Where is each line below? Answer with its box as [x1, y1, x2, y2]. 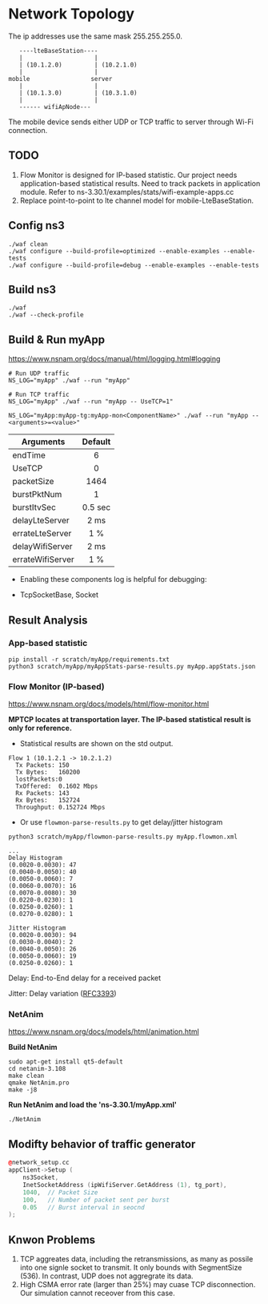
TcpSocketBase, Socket [19, 590, 98, 600]
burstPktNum [12, 489, 62, 500]
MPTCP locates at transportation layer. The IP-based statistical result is [8, 715, 252, 725]
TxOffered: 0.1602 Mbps [15, 782, 98, 790]
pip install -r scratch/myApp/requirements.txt [8, 655, 170, 664]
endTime [12, 450, 46, 461]
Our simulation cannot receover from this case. [19, 1288, 176, 1298]
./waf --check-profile [8, 311, 84, 319]
